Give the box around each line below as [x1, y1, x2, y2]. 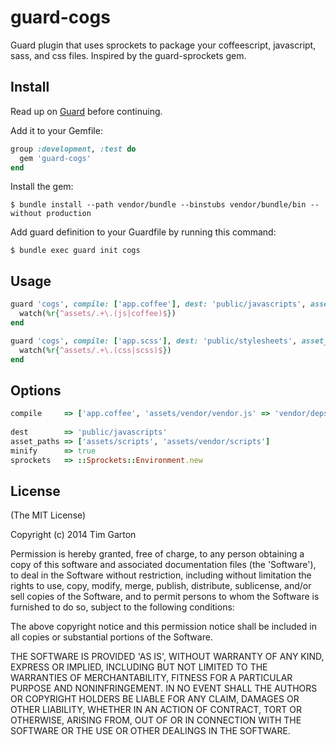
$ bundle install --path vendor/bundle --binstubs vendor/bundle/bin [10, 200, 307, 210]
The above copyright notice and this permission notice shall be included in [10, 621, 317, 633]
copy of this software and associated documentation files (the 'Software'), [10, 559, 317, 571]
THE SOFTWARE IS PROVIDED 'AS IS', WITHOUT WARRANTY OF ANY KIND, [10, 651, 325, 663]
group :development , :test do [10, 144, 137, 154]
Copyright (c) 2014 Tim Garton [10, 529, 137, 541]
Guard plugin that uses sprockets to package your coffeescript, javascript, [10, 39, 317, 51]
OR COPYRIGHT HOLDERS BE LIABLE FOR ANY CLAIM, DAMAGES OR [10, 693, 300, 705]
